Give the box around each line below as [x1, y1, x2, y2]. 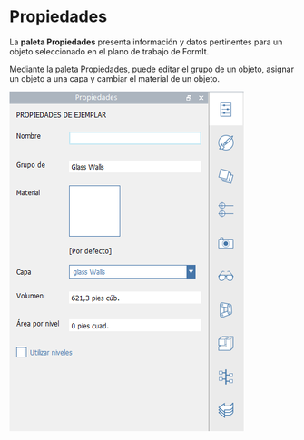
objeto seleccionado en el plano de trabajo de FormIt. [9, 45, 210, 56]
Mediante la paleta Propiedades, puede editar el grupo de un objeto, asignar [9, 64, 295, 74]
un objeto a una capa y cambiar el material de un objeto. [9, 73, 221, 83]
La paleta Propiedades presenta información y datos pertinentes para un [9, 36, 283, 47]
